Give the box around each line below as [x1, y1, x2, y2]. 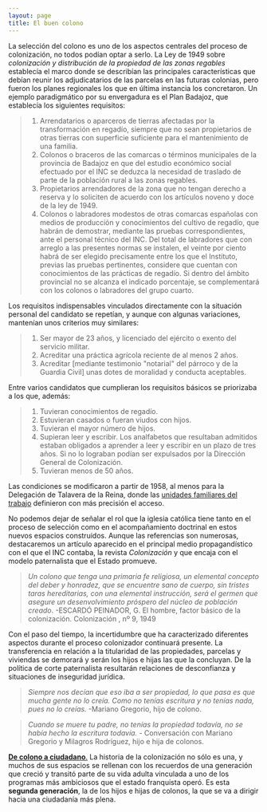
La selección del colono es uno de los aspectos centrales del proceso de [8, 41, 248, 50]
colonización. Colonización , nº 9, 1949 [27, 613, 157, 623]
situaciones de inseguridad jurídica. [8, 672, 125, 681]
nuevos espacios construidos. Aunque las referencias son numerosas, [8, 530, 239, 540]
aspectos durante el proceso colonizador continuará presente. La [8, 637, 223, 647]
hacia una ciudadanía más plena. [8, 794, 116, 804]
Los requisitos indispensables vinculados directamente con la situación [8, 301, 242, 310]
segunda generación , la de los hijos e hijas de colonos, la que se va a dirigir [8, 786, 259, 795]
